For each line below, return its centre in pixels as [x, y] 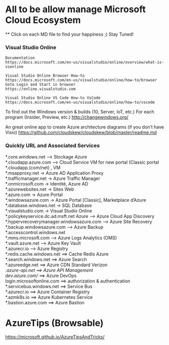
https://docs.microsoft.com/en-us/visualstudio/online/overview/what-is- [85, 62]
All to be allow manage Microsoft [75, 9]
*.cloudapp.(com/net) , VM [33, 167]
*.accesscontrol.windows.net [35, 232]
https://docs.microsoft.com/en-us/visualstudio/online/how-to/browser [81, 80]
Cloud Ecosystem [43, 20]
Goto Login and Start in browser [40, 85]
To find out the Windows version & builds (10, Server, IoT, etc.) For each [80, 112]
